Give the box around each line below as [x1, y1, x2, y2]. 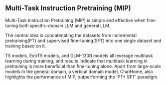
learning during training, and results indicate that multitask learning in [5, 57, 148, 64]
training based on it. [5, 42, 46, 49]
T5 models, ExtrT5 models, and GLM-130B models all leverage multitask [5, 52, 153, 58]
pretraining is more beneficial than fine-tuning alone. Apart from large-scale [5, 63, 161, 69]
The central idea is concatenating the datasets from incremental [5, 32, 137, 38]
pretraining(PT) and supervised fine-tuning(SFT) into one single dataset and [5, 37, 162, 43]
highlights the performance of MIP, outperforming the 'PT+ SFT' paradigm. [5, 73, 159, 79]
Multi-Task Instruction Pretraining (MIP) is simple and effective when [5, 17, 146, 23]
